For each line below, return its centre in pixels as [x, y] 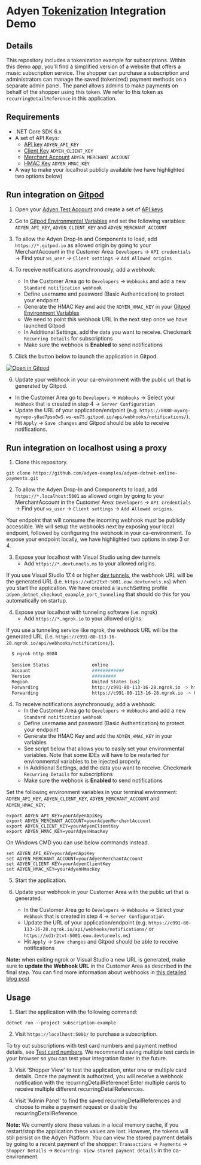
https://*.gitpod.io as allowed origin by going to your [83, 245]
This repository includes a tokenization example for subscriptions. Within [96, 60]
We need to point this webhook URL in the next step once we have [106, 319]
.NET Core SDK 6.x [38, 131]
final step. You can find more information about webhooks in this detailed [96, 972]
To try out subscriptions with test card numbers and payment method [92, 1046]
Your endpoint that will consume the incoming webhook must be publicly [96, 520]
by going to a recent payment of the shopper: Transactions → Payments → [97, 1144]
